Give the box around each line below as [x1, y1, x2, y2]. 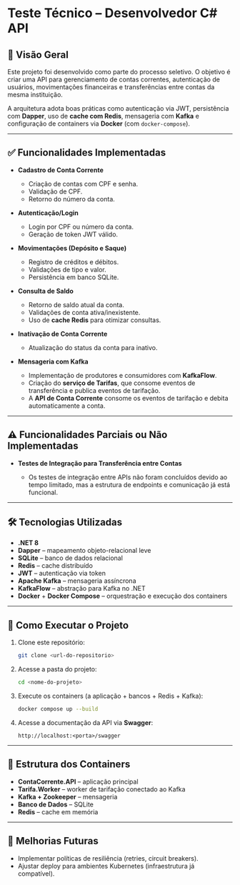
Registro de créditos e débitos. [28, 257, 119, 266]
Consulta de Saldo [17, 286, 74, 295]
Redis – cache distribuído [17, 561, 93, 570]
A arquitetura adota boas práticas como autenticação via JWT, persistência [7, 104, 229, 112]
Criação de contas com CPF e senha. [28, 179, 139, 188]
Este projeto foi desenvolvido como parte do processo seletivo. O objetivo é [7, 68, 231, 76]
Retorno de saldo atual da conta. [28, 300, 125, 309]
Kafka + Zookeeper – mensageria [17, 792, 118, 801]
